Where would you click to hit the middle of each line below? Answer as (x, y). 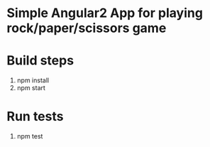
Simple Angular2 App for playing (105, 13)
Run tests (35, 117)
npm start (31, 88)
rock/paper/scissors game (87, 28)
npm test (30, 136)
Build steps (40, 61)
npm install (33, 80)
